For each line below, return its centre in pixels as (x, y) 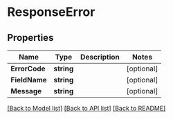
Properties (30, 38)
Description (100, 57)
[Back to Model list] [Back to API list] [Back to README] (86, 108)
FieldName (29, 80)
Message (26, 91)
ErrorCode (28, 68)
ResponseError (51, 12)
